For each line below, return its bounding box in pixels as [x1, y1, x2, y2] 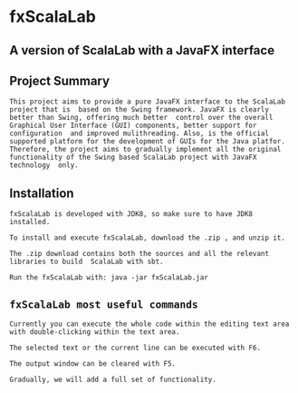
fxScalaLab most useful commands [9, 298, 199, 310]
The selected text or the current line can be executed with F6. [9, 343, 261, 353]
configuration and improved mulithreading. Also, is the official [9, 129, 270, 138]
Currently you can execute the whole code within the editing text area [9, 319, 290, 329]
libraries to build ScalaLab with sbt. [9, 257, 165, 267]
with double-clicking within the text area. [9, 328, 180, 337]
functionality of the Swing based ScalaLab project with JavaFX [9, 152, 257, 162]
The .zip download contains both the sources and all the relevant [9, 250, 270, 259]
